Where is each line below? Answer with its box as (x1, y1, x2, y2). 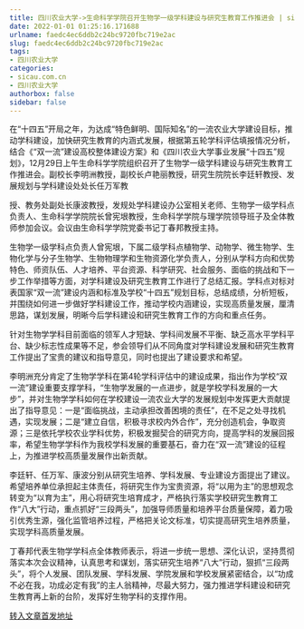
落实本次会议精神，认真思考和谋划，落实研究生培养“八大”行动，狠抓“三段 (9, 557, 282, 568)
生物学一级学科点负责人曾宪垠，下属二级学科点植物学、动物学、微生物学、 (9, 241, 287, 252)
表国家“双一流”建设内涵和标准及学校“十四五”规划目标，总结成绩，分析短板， (9, 287, 293, 298)
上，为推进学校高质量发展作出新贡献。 (9, 450, 152, 461)
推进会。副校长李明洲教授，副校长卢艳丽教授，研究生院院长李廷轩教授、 (16, 169, 287, 180)
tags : (9, 47, 30, 56)
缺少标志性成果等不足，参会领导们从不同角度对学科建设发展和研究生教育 (24, 340, 295, 351)
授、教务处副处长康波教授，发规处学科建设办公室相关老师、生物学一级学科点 (9, 200, 295, 211)
